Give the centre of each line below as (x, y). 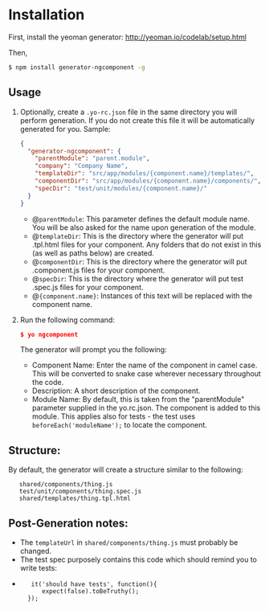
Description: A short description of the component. (116, 391)
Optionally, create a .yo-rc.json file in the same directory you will (128, 112)
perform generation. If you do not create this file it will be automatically (137, 120)
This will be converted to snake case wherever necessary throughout (146, 374)
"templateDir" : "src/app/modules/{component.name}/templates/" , (145, 174)
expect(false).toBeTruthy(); (90, 592)
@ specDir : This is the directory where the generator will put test (138, 278)
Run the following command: (67, 320)
